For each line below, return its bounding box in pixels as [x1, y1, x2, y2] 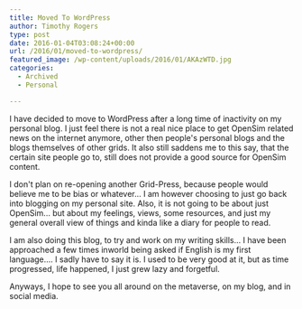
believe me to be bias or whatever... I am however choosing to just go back [9, 188, 288, 199]
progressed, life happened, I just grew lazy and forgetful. [9, 263, 221, 274]
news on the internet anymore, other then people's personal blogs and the [9, 132, 286, 143]
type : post [9, 30, 50, 39]
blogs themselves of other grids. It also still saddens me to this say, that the [9, 142, 290, 153]
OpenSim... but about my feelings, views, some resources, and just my [9, 207, 271, 218]
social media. [9, 290, 59, 301]
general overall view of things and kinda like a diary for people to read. [9, 217, 271, 228]
